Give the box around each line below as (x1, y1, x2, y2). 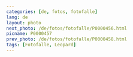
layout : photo (6, 20, 42, 26)
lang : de (6, 14, 28, 20)
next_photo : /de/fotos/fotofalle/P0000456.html (6, 25, 128, 31)
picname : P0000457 (6, 31, 52, 37)
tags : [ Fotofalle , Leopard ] (6, 42, 77, 48)
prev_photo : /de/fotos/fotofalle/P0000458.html (6, 36, 128, 42)
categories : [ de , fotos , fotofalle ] (6, 8, 98, 15)
